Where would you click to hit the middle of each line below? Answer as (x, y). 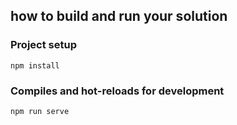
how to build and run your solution (119, 16)
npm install (35, 65)
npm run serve (40, 111)
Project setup (43, 45)
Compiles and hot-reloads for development (117, 91)
